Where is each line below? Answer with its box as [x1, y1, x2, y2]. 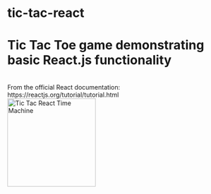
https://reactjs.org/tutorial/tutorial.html [7, 90, 119, 99]
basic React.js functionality [7, 52, 171, 68]
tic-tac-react [7, 5, 85, 21]
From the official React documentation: [7, 83, 121, 92]
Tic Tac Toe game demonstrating [7, 37, 205, 54]
